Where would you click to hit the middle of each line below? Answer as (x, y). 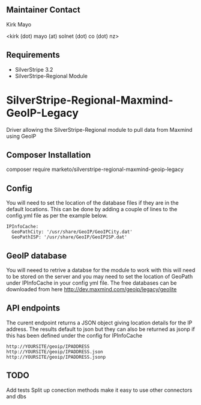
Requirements (33, 55)
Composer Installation (49, 155)
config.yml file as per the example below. (57, 215)
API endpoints (33, 308)
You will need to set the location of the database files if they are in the (92, 203)
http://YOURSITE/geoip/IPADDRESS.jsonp (56, 357)
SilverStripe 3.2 (34, 69)
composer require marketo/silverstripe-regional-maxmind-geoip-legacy (95, 169)
